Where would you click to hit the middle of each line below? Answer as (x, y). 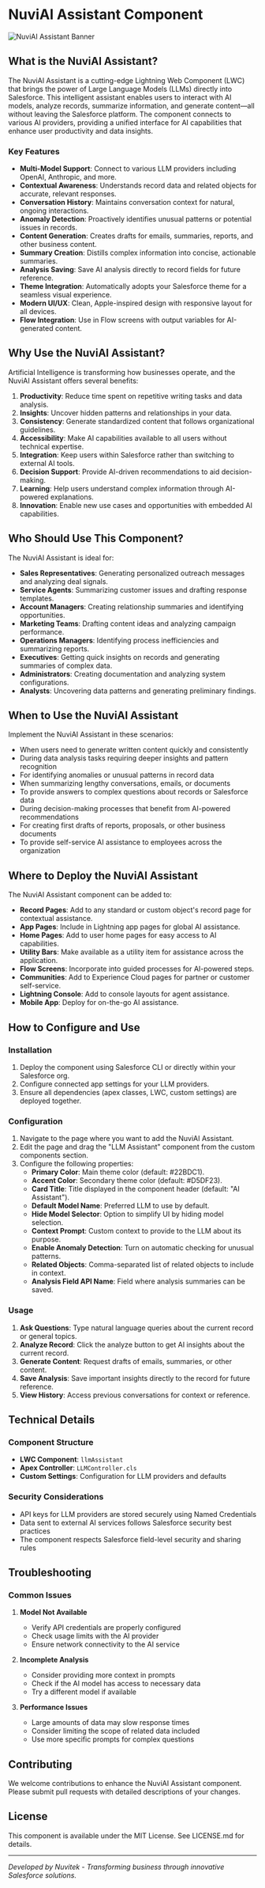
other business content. (58, 245)
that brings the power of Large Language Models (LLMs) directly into (120, 89)
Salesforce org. (44, 1075)
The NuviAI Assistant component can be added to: (90, 895)
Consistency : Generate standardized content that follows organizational (137, 421)
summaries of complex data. (66, 665)
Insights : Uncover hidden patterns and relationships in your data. (126, 412)
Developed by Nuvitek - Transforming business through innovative (116, 1867)
